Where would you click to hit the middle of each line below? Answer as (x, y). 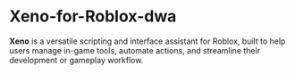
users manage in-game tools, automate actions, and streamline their (135, 50)
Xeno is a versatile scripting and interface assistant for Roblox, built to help (147, 41)
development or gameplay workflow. (76, 60)
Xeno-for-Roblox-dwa (93, 16)
